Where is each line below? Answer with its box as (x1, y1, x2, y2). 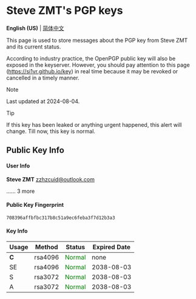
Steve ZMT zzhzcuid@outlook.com (6, 175, 95, 183)
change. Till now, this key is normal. (6, 127, 96, 135)
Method (35, 243, 59, 251)
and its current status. (6, 43, 61, 50)
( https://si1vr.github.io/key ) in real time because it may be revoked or (6, 67, 178, 75)
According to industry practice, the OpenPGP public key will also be (6, 55, 176, 62)
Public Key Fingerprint (6, 201, 64, 209)
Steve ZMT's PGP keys (6, 4, 123, 18)
